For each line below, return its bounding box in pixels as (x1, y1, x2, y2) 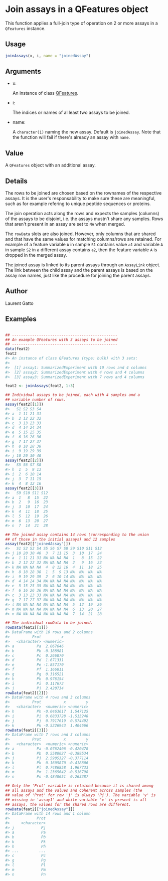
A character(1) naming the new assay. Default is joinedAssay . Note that (12, 129, 161, 135)
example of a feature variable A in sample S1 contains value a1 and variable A (5, 242, 163, 248)
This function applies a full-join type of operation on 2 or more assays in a (5, 20, 158, 26)
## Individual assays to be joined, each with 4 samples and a (5, 393, 140, 398)
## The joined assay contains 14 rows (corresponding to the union (5, 532, 149, 537)
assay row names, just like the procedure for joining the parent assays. (5, 272, 151, 279)
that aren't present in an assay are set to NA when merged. (5, 221, 125, 227)
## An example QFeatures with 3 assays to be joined (5, 337, 118, 342)
